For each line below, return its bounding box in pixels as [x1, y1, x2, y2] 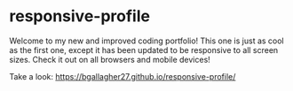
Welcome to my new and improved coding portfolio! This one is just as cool [9, 35, 284, 46]
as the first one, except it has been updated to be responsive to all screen [9, 44, 279, 55]
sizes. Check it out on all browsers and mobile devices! [9, 54, 210, 64]
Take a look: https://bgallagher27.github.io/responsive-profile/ [9, 71, 236, 81]
